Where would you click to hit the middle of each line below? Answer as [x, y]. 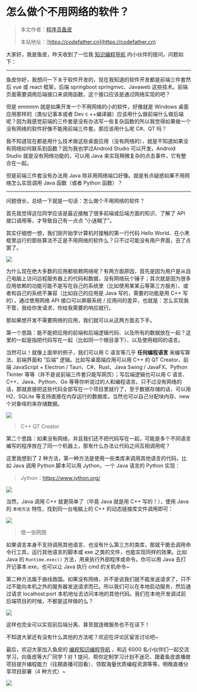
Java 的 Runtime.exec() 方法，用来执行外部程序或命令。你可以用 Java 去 [94, 559]
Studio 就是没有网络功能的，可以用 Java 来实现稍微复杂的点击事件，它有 [94, 155]
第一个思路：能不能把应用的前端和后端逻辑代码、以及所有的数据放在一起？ [96, 332]
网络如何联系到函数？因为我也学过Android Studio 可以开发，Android [93, 148]
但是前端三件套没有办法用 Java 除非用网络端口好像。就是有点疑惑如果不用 [96, 175]
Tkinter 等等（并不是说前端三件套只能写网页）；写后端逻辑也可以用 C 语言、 [97, 374]
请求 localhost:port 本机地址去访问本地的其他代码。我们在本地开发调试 [96, 594]
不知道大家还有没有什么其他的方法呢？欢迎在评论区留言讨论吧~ [82, 637]
